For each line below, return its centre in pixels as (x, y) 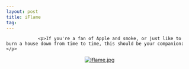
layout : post (22, 11)
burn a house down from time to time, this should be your (81, 44)
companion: (171, 44)
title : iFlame (24, 17)
